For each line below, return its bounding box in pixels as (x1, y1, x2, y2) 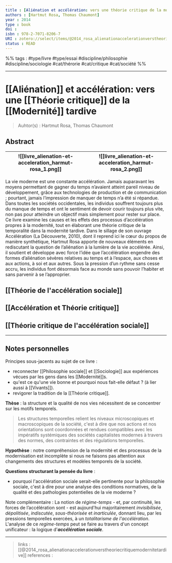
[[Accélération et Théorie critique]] (5, 304, 119, 312)
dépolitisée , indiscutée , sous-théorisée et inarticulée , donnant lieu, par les (5, 510, 162, 516)
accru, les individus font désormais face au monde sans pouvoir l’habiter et (5, 266, 164, 272)
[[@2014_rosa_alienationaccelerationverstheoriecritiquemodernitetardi (17, 547, 167, 553)
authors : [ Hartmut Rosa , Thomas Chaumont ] (5, 12, 100, 17)
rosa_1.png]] (30, 165, 62, 172)
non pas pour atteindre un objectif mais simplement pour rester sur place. (5, 211, 161, 217)
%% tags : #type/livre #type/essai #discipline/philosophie (5, 55, 128, 61)
